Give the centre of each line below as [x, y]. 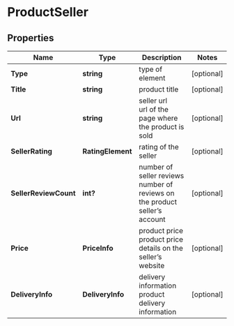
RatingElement [107, 151]
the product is [162, 127]
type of [150, 69]
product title [159, 89]
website [152, 266]
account [152, 219]
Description [162, 58]
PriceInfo [98, 248]
